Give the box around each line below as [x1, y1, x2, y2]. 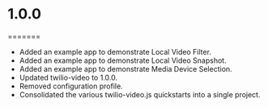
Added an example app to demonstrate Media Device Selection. [19, 64, 232, 73]
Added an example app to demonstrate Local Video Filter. [19, 47, 212, 56]
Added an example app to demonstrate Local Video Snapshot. [19, 56, 228, 65]
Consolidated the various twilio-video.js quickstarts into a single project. [19, 89, 261, 99]
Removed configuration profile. [19, 81, 123, 91]
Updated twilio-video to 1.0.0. [19, 72, 118, 82]
